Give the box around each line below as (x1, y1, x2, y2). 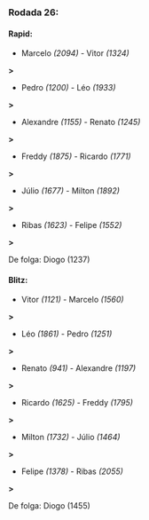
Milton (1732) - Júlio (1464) (20, 432, 121, 443)
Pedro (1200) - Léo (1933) (20, 83, 116, 93)
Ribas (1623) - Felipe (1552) (20, 220, 122, 231)
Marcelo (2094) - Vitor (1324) (20, 48, 129, 59)
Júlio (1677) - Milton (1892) (20, 185, 121, 196)
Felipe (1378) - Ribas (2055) (20, 466, 123, 477)
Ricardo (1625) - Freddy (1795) (20, 398, 134, 408)
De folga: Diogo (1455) (8, 500, 90, 511)
